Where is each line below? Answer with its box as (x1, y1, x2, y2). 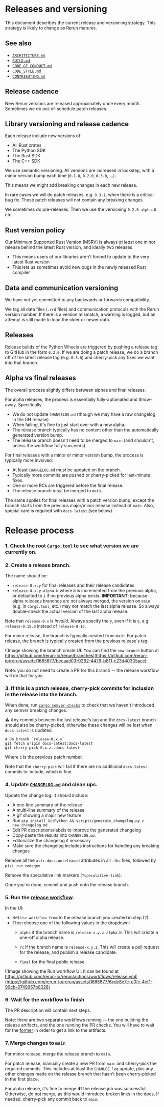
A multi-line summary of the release (12, 807, 85, 813)
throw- (139, 397, 153, 402)
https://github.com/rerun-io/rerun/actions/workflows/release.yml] (5, 973, 138, 979)
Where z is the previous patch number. (5, 754, 83, 760)
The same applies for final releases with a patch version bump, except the (5, 497, 154, 503)
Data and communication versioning (5, 284, 118, 292)
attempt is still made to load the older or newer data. (5, 317, 111, 322)
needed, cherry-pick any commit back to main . (5, 1096, 99, 1102)
